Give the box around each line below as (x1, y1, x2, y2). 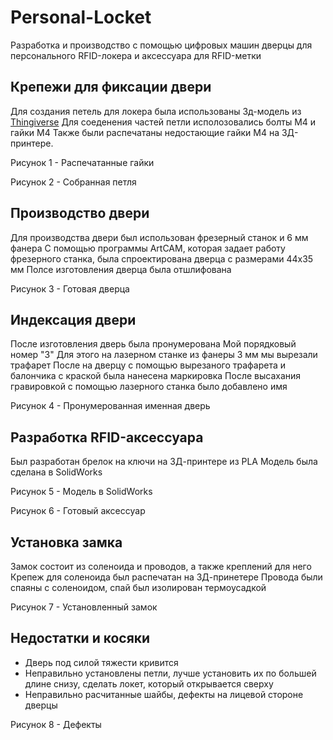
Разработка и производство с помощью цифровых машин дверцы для (10, 39, 313, 51)
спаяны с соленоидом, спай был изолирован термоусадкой (10, 582, 267, 593)
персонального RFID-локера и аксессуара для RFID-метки (10, 49, 262, 61)
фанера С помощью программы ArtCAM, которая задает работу (10, 242, 286, 254)
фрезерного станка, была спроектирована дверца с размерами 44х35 (10, 252, 314, 265)
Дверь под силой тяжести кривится (24, 656, 179, 668)
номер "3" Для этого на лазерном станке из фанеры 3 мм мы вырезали (10, 349, 318, 361)
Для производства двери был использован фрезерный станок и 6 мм (10, 231, 309, 243)
